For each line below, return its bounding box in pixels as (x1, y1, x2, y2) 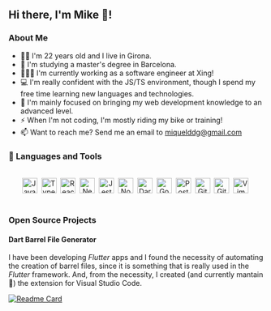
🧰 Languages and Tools (8, 151, 102, 162)
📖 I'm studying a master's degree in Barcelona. (19, 59, 177, 69)
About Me (8, 32, 49, 44)
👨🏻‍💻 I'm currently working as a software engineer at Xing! (19, 68, 214, 78)
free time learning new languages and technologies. (19, 88, 195, 98)
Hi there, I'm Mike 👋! (8, 8, 113, 22)
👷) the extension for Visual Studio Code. (8, 279, 143, 288)
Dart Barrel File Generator (8, 234, 97, 244)
